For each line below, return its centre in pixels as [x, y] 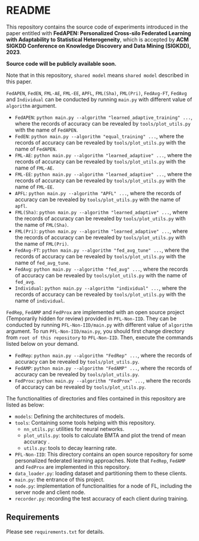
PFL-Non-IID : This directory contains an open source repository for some [104, 454]
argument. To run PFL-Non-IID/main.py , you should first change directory [95, 331]
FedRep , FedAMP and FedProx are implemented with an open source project [95, 312]
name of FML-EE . [34, 187]
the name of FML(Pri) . [42, 243]
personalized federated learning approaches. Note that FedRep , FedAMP [100, 460]
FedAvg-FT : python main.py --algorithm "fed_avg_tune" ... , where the [102, 250]
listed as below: [25, 405]
